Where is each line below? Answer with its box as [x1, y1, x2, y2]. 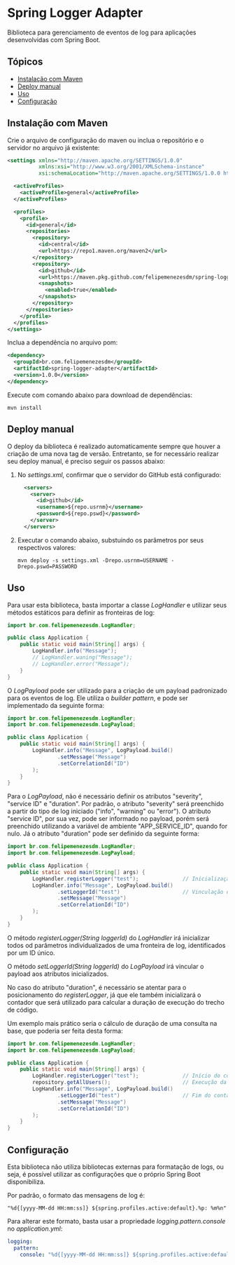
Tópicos [7, 56, 43, 68]
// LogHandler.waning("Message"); [32, 654, 133, 661]
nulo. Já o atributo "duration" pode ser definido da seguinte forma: [7, 829, 199, 838]
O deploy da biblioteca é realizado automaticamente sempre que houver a [7, 442, 221, 450]
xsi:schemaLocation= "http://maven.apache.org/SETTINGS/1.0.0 [38, 170, 220, 177]
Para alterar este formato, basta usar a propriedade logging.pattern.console [7, 1217, 226, 1225]
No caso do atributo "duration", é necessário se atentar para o [7, 983, 187, 991]
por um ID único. [7, 949, 55, 957]
